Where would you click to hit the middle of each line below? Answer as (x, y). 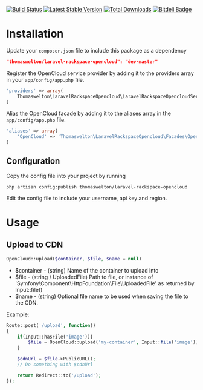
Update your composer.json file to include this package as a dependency (97, 50)
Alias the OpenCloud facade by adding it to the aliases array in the (89, 114)
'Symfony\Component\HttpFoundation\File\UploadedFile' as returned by (105, 283)
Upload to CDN (35, 245)
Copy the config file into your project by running (66, 176)
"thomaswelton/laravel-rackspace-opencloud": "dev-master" (82, 61)
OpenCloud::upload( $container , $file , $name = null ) (74, 259)
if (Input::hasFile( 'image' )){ (55, 337)
